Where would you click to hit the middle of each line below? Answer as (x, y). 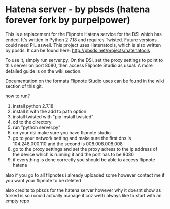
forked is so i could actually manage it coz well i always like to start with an (83, 195)
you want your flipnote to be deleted (43, 180)
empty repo (17, 201)
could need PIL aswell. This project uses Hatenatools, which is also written (83, 45)
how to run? (18, 96)
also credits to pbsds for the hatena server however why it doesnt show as (83, 190)
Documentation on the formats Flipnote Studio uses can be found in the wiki (85, 81)
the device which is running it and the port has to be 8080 (73, 154)
